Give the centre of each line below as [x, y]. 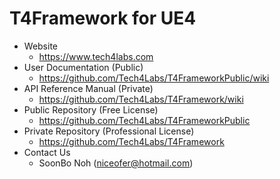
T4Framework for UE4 [103, 18]
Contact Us [47, 152]
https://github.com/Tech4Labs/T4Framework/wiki [141, 99]
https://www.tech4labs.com [96, 56]
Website [41, 46]
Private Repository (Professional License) [109, 131]
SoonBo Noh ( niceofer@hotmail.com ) [116, 163]
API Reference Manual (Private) [88, 88]
